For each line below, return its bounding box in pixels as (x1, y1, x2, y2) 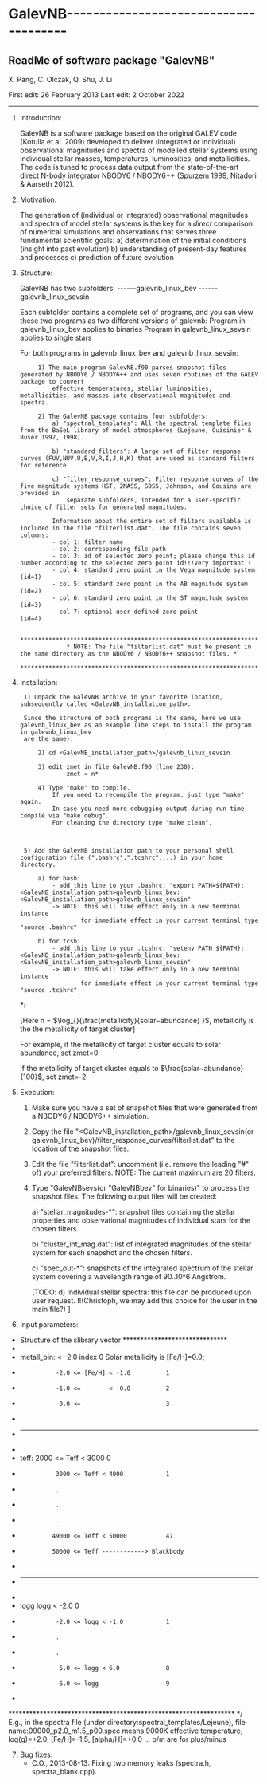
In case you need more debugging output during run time (52, 805, 245, 813)
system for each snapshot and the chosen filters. (31, 1248, 192, 1257)
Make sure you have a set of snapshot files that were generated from (31, 1103, 258, 1113)
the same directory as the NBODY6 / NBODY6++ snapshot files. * (19, 650, 238, 658)
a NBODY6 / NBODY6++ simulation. (31, 1112, 149, 1120)
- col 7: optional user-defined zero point (52, 608, 199, 616)
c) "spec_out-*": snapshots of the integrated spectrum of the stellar (31, 1263, 253, 1273)
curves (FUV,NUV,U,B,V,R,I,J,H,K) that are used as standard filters (19, 455, 256, 463)
